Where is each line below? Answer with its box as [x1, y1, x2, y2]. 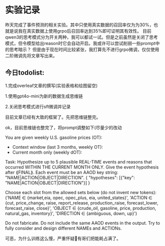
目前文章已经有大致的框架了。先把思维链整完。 [5, 114, 101, 120]
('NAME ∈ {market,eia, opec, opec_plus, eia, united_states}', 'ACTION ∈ [5, 195, 153, 201]
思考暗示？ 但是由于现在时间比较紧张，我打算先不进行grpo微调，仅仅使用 [9, 46, 160, 52]
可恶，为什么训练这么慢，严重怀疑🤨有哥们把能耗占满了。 [5, 235, 121, 241]
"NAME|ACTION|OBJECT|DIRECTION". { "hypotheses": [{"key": [5, 174, 135, 180]
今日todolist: [5, 69, 45, 77]
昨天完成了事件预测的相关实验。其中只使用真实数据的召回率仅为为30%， [5, 22, 154, 28]
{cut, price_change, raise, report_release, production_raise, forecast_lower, [5, 200, 159, 205]
